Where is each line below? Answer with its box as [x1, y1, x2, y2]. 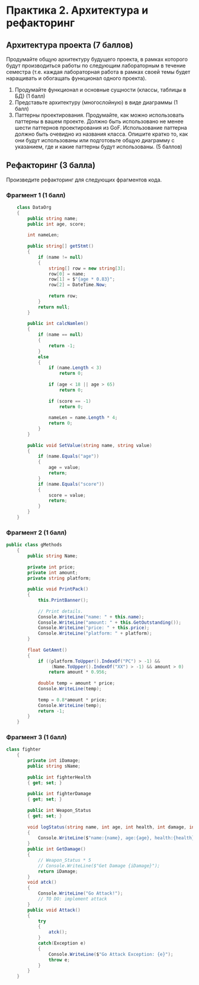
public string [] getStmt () [27, 243, 94, 249]
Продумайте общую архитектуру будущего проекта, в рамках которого [6, 56, 188, 62]
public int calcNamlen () [27, 321, 89, 327]
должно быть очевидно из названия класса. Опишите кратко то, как [14, 130, 188, 137]
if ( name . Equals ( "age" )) [37, 454, 99, 459]
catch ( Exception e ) [37, 940, 86, 946]
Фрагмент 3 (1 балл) [6, 733, 67, 742]
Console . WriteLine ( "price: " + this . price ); [37, 625, 150, 631]
